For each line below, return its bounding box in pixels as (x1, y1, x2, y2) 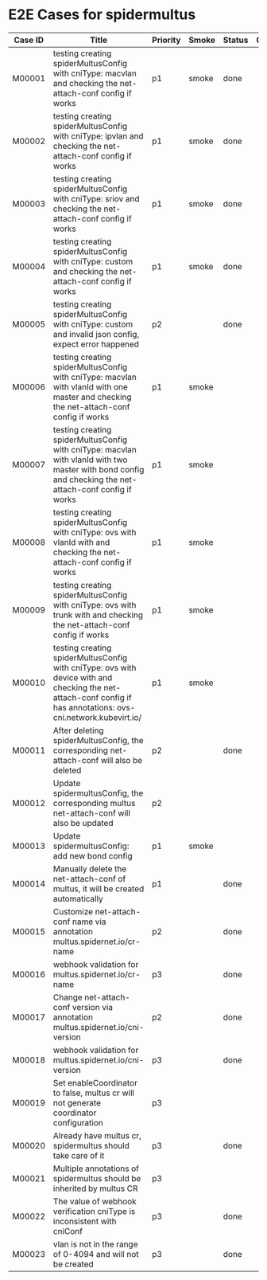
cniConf (52, 1225, 83, 1236)
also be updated (52, 817, 114, 828)
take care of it (52, 1149, 105, 1161)
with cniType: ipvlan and (52, 130, 145, 141)
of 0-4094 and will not (52, 1248, 139, 1259)
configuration (52, 1117, 103, 1128)
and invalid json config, (52, 328, 140, 339)
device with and (52, 671, 113, 683)
